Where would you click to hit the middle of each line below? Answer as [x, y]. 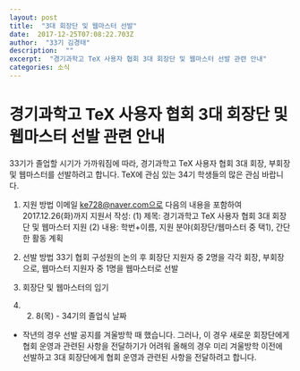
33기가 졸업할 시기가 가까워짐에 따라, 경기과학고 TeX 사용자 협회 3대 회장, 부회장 [150, 163]
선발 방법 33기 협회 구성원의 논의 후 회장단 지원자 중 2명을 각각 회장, [141, 257]
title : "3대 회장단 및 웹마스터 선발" [73, 26]
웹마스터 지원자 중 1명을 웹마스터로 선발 [110, 268]
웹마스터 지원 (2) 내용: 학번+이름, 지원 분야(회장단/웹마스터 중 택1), [158, 227]
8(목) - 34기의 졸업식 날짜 [81, 316]
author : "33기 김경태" [50, 42]
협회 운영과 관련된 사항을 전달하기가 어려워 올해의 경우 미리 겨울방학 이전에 [153, 346]
